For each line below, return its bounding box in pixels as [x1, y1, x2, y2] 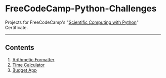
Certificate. [5, 24, 28, 30]
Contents [5, 43, 35, 52]
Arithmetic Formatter [12, 56, 55, 62]
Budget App [12, 67, 37, 73]
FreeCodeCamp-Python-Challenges [5, 3, 157, 14]
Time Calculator [12, 62, 45, 68]
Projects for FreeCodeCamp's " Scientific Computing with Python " [5, 19, 139, 25]
